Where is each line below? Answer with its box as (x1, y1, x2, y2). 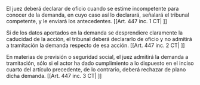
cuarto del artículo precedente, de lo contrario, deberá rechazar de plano (6, 66, 186, 73)
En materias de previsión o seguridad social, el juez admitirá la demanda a (6, 53, 189, 60)
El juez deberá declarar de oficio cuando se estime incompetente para (6, 5, 179, 12)
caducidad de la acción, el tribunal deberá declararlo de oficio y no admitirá (6, 36, 192, 42)
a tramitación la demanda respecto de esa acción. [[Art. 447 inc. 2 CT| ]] (6, 42, 185, 49)
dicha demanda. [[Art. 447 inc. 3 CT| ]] (6, 73, 102, 79)
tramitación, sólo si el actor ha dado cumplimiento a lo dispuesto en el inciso (6, 59, 194, 67)
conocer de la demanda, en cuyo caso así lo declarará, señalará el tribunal (6, 11, 189, 18)
